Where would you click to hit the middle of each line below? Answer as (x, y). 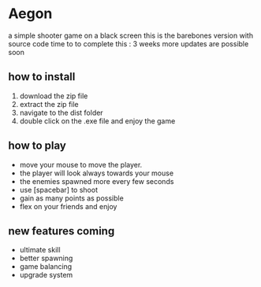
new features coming (62, 231)
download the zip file (54, 96)
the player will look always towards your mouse (97, 173)
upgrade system (46, 275)
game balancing (46, 267)
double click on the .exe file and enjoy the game (97, 121)
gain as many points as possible (71, 198)
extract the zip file (49, 104)
